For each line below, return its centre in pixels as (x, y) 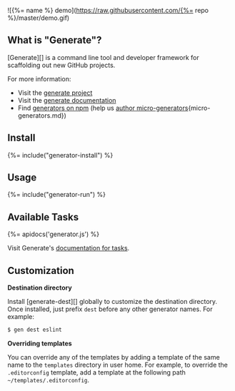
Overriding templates (40, 343)
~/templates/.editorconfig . (49, 380)
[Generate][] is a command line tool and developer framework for (103, 57)
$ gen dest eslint (35, 330)
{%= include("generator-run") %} (56, 195)
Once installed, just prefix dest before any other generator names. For (110, 309)
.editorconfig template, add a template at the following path (96, 372)
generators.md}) (42, 115)
